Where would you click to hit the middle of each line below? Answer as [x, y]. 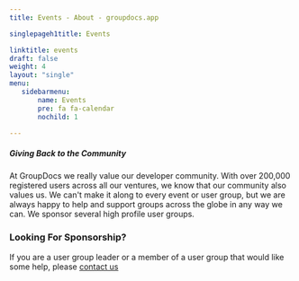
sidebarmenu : [45, 92]
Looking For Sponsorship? [68, 237]
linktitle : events [44, 50]
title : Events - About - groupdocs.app [84, 18]
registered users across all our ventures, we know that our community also [148, 186]
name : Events [62, 100]
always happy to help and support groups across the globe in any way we [146, 205]
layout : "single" [42, 75]
